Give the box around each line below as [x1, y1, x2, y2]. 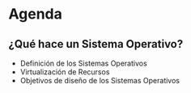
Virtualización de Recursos [19, 67, 110, 77]
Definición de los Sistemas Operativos [19, 58, 147, 68]
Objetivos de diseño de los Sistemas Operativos [19, 76, 180, 85]
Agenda [8, 5, 62, 23]
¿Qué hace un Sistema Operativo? [8, 37, 184, 51]
